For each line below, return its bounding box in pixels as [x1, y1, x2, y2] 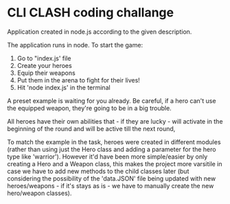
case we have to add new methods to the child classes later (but [7, 167, 189, 175]
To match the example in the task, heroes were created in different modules [7, 137, 221, 146]
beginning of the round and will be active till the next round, [7, 124, 176, 133]
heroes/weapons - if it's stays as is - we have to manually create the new [7, 181, 214, 190]
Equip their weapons [16, 69, 76, 77]
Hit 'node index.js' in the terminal [16, 83, 111, 91]
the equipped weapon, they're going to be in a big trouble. [7, 104, 172, 112]
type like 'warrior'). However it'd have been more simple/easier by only [7, 152, 208, 161]
